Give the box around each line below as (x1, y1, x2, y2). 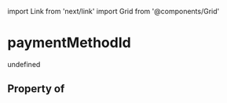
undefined (7, 59, 41, 69)
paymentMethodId (7, 34, 131, 51)
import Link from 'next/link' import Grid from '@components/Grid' (7, 7, 220, 16)
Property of (7, 82, 65, 96)
